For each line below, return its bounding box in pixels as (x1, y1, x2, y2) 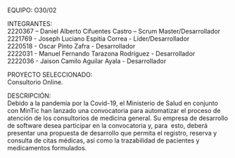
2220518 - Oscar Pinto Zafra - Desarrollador (7, 42, 136, 50)
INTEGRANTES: (7, 20, 53, 27)
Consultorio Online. (7, 78, 63, 86)
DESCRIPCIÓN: (7, 91, 51, 100)
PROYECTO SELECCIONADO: (7, 70, 93, 79)
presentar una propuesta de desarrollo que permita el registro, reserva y (7, 129, 217, 137)
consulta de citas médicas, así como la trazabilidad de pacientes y (7, 136, 200, 145)
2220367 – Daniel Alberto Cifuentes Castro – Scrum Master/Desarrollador (7, 27, 220, 35)
